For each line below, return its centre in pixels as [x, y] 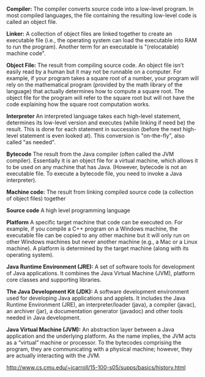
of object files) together [36, 198]
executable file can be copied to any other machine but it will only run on [98, 235]
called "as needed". [31, 142]
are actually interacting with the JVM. [54, 356]
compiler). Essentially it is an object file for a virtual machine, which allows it [102, 161]
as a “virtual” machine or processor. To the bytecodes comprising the [94, 342]
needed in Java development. [44, 318]
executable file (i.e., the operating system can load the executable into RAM [102, 40]
